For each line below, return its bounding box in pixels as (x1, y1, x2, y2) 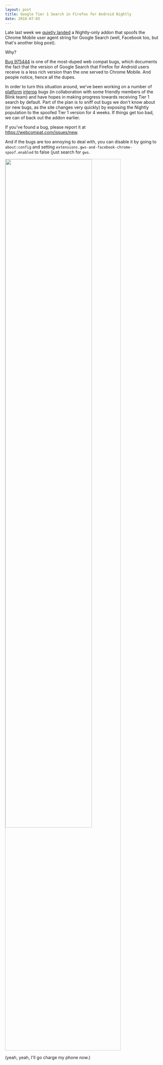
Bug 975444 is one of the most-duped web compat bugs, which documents (5, 59, 157, 65)
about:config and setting (5, 144, 55, 150)
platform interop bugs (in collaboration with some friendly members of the (5, 89, 153, 95)
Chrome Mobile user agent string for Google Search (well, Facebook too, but (5, 35, 159, 40)
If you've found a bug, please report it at (5, 124, 86, 130)
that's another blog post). (5, 40, 56, 46)
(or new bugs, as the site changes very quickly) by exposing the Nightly (5, 104, 149, 110)
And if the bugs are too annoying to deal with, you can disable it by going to (5, 139, 157, 145)
